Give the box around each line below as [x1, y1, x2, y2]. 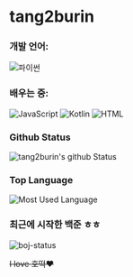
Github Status [9, 131, 71, 143]
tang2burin [9, 6, 95, 27]
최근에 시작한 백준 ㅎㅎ [9, 218, 102, 231]
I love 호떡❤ [9, 258, 54, 269]
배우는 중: [9, 88, 49, 100]
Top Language [9, 174, 74, 186]
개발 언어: [9, 41, 49, 53]
